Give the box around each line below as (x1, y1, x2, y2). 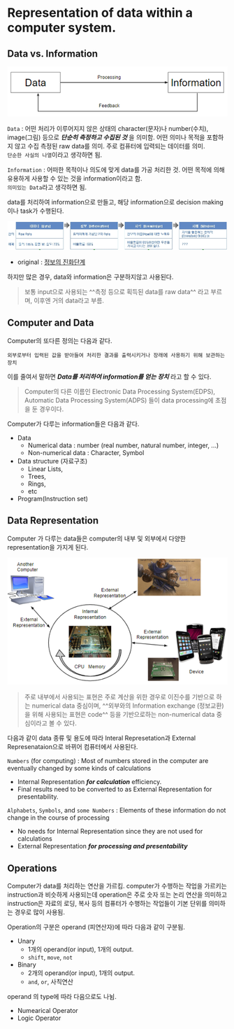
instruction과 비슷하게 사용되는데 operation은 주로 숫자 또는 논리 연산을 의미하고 (7, 890, 228, 899)
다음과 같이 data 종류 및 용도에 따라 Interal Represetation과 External (7, 734, 196, 743)
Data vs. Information (7, 48, 98, 59)
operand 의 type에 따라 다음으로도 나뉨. (7, 992, 117, 1000)
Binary (17, 960, 36, 969)
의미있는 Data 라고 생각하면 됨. (7, 183, 87, 191)
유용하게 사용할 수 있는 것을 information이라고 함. (7, 174, 142, 183)
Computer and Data (7, 317, 94, 329)
